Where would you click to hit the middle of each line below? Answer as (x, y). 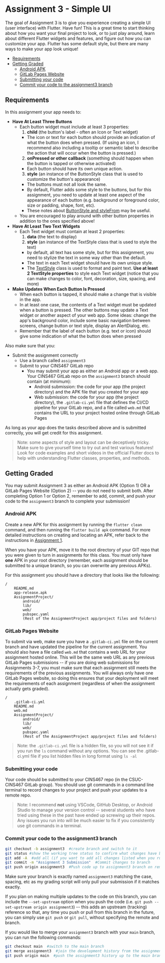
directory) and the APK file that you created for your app (91, 392)
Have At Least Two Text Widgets (46, 226)
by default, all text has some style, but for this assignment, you (90, 252)
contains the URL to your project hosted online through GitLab (97, 413)
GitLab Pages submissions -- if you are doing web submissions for (72, 663)
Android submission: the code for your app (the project (90, 386)
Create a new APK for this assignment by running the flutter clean (74, 524)
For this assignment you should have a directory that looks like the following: (82, 575)
